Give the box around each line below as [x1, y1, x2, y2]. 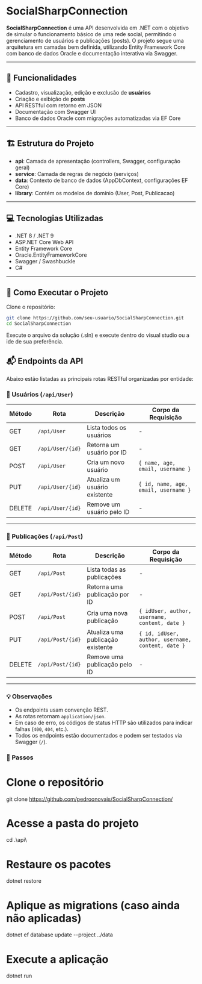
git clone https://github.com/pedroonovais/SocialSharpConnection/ [6, 795, 173, 803]
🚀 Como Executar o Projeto [6, 287, 109, 298]
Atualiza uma [87, 628, 124, 636]
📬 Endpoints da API [6, 356, 84, 366]
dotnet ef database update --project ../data [6, 931, 113, 938]
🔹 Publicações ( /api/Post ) [6, 532, 83, 541]
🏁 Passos [6, 753, 34, 762]
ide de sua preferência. [6, 337, 64, 345]
